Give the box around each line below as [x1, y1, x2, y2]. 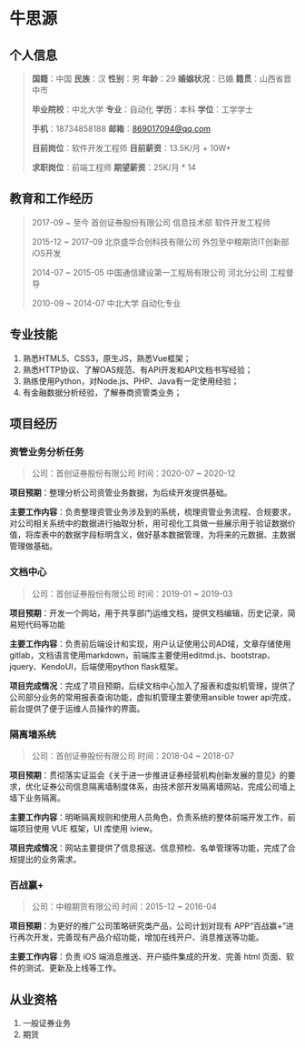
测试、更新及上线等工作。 [25, 962, 121, 973]
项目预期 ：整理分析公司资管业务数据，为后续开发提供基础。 [9, 488, 232, 499]
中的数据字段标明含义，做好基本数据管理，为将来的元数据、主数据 [48, 529, 296, 540]
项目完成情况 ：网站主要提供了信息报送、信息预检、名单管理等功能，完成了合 [9, 842, 296, 853]
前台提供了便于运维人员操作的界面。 [9, 702, 145, 714]
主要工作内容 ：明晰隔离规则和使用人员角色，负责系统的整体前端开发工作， [9, 811, 288, 822]
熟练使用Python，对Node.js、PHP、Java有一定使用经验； [22, 375, 240, 387]
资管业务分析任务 [9, 445, 84, 458]
